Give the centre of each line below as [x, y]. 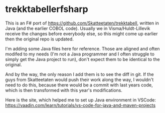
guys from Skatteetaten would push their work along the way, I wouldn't [79, 79]
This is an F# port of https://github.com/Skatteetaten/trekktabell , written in [82, 23]
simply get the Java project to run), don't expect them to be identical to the [82, 59]
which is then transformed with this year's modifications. [64, 90]
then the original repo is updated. [40, 39]
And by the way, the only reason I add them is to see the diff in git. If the [79, 74]
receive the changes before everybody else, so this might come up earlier [81, 33]
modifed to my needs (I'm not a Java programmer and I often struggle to [80, 54]
